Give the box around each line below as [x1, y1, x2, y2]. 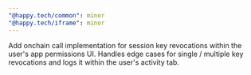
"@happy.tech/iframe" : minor [8, 19, 105, 27]
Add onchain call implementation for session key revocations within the [8, 40, 242, 50]
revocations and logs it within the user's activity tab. [8, 57, 179, 67]
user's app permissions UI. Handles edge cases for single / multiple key [8, 49, 244, 58]
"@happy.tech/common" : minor [8, 11, 105, 20]
